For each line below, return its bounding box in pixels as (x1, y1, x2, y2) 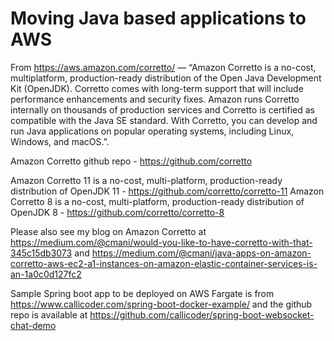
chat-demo (10, 319, 57, 331)
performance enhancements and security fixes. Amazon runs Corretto (10, 93, 300, 105)
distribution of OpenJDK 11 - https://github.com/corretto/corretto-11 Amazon (10, 185, 325, 197)
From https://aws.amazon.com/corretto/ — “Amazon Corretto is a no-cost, (10, 61, 317, 73)
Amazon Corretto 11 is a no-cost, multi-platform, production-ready (10, 174, 283, 186)
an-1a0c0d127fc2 (10, 268, 82, 280)
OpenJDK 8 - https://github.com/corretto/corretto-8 (10, 206, 225, 218)
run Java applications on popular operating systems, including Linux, (10, 125, 295, 137)
